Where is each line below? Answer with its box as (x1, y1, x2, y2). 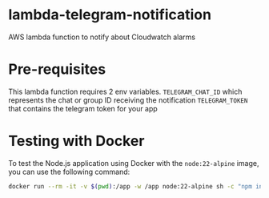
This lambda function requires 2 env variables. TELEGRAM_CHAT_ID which (8, 87, 243, 96)
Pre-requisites (8, 60, 106, 79)
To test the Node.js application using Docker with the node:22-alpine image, (8, 158, 259, 168)
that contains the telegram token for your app (8, 103, 158, 113)
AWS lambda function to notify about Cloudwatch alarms (8, 32, 196, 42)
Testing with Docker (8, 132, 145, 150)
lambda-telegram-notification (8, 6, 212, 24)
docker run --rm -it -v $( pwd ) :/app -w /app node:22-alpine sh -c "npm (8, 182, 252, 190)
